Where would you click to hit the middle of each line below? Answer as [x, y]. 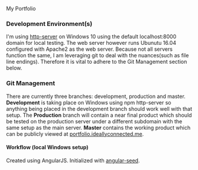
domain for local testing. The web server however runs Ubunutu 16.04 [91, 43]
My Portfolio [21, 9]
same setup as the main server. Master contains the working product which [98, 127]
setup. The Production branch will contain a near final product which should [99, 115]
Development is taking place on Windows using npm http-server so [89, 102]
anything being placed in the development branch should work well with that [99, 109]
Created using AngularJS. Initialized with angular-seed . [73, 160]
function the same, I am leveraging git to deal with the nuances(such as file [98, 55]
